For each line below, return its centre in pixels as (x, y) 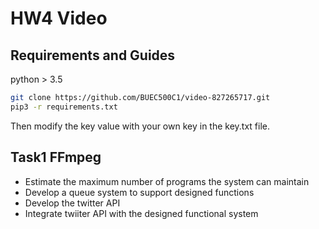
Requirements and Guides (93, 55)
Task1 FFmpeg (56, 157)
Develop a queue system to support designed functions (139, 192)
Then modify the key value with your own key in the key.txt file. (140, 126)
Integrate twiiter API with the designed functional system (141, 213)
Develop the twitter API (72, 203)
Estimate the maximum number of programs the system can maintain (167, 181)
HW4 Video (59, 18)
